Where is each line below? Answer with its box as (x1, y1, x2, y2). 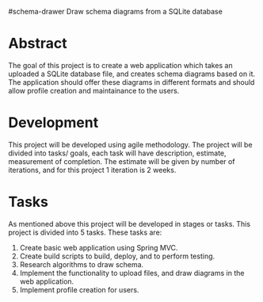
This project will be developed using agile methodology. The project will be (8, 140, 253, 149)
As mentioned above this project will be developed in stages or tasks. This (8, 219, 251, 228)
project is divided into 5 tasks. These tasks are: (8, 227, 162, 237)
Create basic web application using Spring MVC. (19, 243, 178, 252)
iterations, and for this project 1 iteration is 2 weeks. (8, 165, 177, 174)
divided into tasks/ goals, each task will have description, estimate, (8, 148, 227, 158)
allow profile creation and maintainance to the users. (8, 86, 180, 95)
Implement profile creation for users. (19, 285, 139, 294)
